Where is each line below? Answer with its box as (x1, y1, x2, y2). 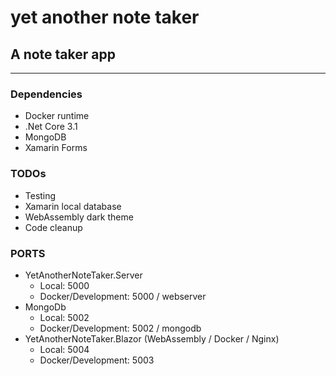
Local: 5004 (39, 343, 90, 355)
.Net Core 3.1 (24, 121, 78, 133)
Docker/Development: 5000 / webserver (39, 290, 207, 302)
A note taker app (10, 46, 116, 63)
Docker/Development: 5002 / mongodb (39, 322, 202, 334)
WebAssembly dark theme (24, 211, 134, 223)
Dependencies (10, 87, 83, 101)
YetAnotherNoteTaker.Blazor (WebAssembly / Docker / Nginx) (24, 332, 280, 345)
